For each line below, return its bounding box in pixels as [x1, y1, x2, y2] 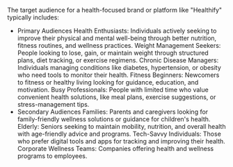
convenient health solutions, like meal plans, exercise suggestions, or [17, 93, 216, 101]
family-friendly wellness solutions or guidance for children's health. [17, 115, 211, 123]
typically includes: [7, 13, 59, 21]
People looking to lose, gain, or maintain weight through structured [17, 49, 209, 57]
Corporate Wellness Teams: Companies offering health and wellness [17, 145, 214, 152]
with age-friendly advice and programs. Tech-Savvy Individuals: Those [17, 130, 221, 138]
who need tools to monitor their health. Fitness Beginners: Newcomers [17, 71, 220, 79]
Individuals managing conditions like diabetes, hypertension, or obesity [17, 64, 221, 71]
